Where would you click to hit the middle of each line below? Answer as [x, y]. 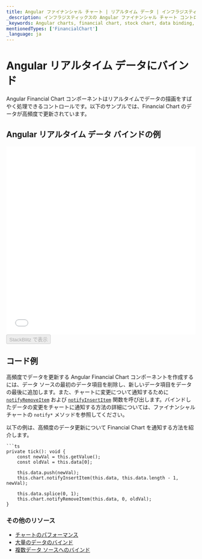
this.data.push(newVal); [48, 473]
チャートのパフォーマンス [47, 534]
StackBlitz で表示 [29, 339]
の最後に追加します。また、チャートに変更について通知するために [88, 392]
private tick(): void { [36, 451]
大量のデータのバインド [44, 542]
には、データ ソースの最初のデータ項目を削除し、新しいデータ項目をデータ [99, 384]
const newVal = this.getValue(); [59, 457]
